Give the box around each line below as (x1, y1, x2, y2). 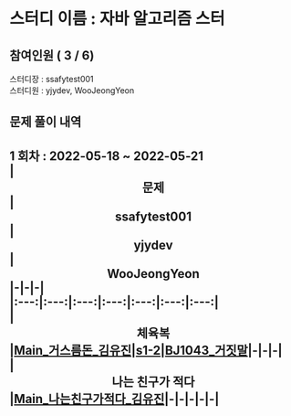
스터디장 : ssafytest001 (9, 74, 94, 84)
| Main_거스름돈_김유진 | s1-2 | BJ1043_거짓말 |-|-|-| (9, 342, 283, 357)
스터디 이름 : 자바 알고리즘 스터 (9, 8, 225, 29)
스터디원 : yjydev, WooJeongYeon (9, 85, 135, 96)
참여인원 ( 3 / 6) (9, 48, 95, 63)
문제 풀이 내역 (9, 114, 82, 130)
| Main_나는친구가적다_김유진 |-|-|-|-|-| (9, 390, 220, 407)
